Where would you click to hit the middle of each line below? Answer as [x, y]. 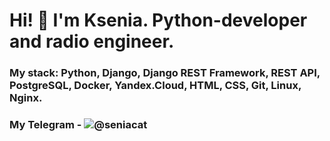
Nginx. [26, 98]
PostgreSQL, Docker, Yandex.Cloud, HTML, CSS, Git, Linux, [155, 86]
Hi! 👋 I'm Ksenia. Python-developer [158, 20]
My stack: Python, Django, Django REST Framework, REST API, [165, 73]
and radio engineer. [92, 41]
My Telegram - [45, 125]
